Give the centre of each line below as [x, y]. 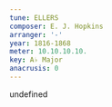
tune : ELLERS [34, 18]
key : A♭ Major [36, 60]
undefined [29, 94]
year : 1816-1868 [40, 43]
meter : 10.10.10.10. [49, 52]
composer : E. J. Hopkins [56, 26]
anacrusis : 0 [34, 69]
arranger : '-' [36, 34]
